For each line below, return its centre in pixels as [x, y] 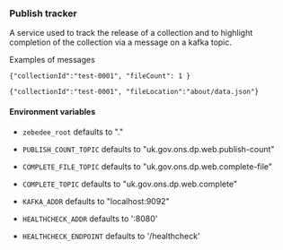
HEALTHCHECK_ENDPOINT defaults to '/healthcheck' [111, 236]
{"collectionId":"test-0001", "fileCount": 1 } [100, 76]
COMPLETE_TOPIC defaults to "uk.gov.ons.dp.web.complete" [130, 184]
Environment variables [53, 111]
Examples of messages [53, 60]
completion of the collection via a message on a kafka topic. [120, 42]
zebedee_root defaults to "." [73, 132]
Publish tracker [44, 13]
